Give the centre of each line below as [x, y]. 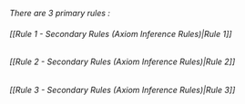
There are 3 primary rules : [60, 13]
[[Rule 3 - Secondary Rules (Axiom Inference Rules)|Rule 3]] [122, 90]
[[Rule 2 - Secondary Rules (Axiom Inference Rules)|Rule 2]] [122, 61]
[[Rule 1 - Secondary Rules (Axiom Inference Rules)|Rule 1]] [121, 33]
